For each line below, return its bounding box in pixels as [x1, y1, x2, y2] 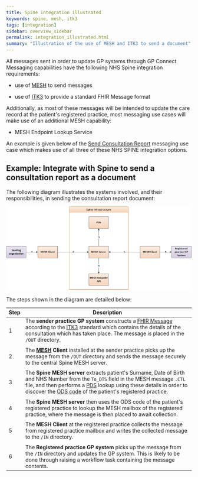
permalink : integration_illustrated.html [6, 34, 110, 41]
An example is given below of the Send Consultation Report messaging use [6, 140, 189, 147]
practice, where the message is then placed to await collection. [25, 411, 179, 418]
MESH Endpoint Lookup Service [14, 129, 93, 135]
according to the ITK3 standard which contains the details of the [25, 324, 181, 331]
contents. [25, 462, 48, 469]
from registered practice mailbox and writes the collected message [25, 427, 187, 434]
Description [93, 309, 123, 316]
